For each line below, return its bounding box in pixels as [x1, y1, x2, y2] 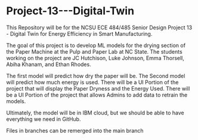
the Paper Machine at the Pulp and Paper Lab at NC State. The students [6, 48, 183, 55]
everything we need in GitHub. [6, 115, 81, 123]
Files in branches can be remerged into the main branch [6, 127, 144, 134]
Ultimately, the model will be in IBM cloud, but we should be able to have [6, 109, 184, 116]
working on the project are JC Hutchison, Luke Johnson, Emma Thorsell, [6, 54, 185, 61]
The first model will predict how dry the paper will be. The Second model [6, 72, 185, 79]
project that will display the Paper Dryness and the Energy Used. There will [6, 85, 190, 92]
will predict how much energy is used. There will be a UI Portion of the [6, 79, 179, 86]
